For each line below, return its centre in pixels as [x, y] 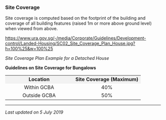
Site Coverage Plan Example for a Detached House [57, 58]
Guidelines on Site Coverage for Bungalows [51, 68]
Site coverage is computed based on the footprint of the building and [75, 18]
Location [39, 80]
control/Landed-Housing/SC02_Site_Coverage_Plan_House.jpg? [70, 43]
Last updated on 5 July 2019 [34, 112]
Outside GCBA [39, 95]
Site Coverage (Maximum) [107, 80]
